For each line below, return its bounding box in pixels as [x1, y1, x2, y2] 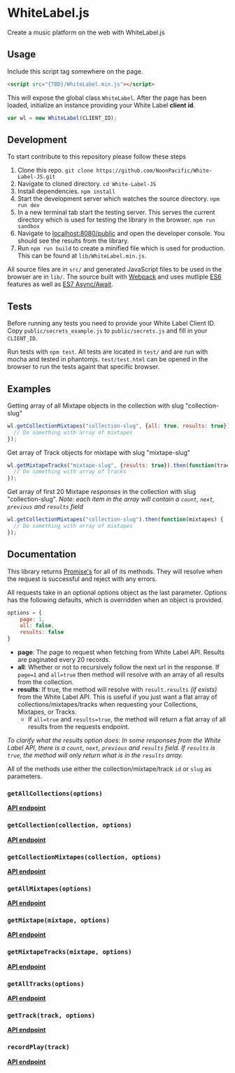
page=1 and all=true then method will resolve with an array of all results [17, 670, 225, 679]
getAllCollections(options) [7, 789, 103, 797]
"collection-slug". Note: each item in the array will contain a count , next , [7, 495, 215, 503]
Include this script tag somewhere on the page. [7, 67, 143, 75]
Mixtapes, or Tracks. [17, 707, 77, 716]
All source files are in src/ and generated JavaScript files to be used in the [7, 265, 222, 274]
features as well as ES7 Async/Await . [7, 280, 113, 288]
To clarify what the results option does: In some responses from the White [7, 736, 222, 745]
